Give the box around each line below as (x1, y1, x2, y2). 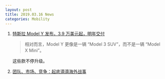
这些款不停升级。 (12, 58, 48, 64)
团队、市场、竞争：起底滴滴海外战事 (12, 69, 87, 75)
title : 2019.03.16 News (5, 12, 55, 17)
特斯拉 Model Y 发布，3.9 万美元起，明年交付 (12, 31, 105, 37)
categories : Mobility (5, 16, 50, 21)
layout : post (5, 7, 32, 12)
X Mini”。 (24, 48, 44, 54)
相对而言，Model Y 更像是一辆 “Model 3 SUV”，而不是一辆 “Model (24, 41, 161, 47)
